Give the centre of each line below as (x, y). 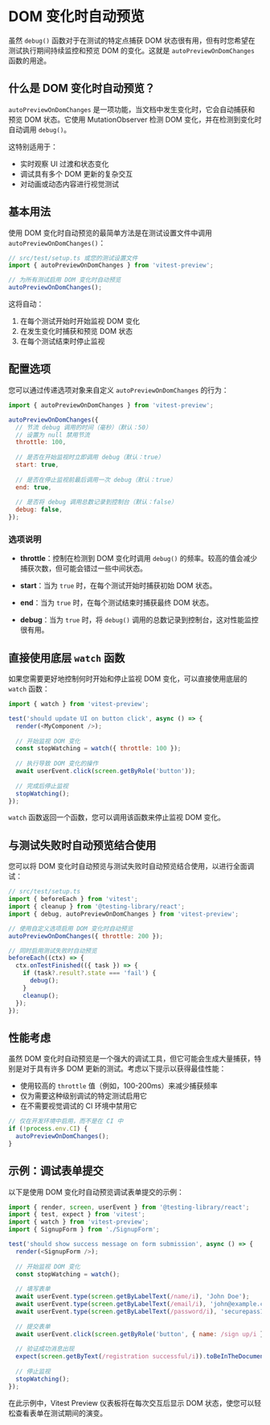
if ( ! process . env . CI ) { (48, 1129)
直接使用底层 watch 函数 (67, 658)
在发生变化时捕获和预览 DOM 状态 (76, 331)
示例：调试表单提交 (56, 1171)
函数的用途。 (29, 60)
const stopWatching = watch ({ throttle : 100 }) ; (98, 749)
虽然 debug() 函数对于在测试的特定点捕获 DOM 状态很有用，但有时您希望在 (132, 40)
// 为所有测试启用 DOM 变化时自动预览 (65, 280)
